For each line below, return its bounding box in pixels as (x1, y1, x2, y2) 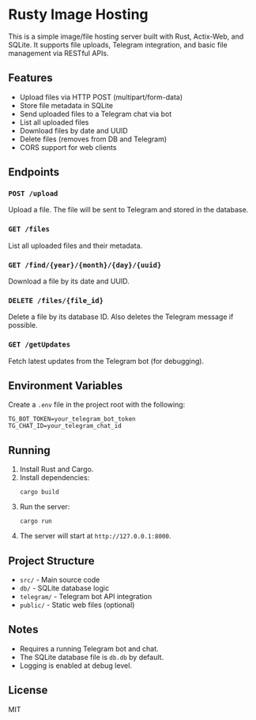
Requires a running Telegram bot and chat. (19, 643, 160, 653)
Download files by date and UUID (19, 126, 128, 135)
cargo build (19, 488, 59, 497)
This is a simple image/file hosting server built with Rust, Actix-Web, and (8, 32, 244, 41)
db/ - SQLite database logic (19, 583, 109, 593)
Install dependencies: (19, 473, 90, 482)
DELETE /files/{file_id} (8, 296, 104, 305)
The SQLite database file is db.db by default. (19, 652, 164, 662)
